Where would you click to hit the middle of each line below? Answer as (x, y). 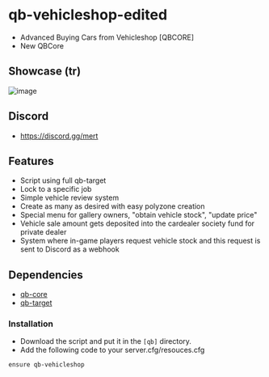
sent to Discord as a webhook (69, 249)
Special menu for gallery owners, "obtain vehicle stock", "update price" (139, 215)
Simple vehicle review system (69, 198)
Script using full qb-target (63, 180)
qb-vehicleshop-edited (88, 15)
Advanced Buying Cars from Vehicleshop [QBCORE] (107, 37)
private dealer (43, 232)
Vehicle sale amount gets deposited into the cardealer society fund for (137, 223)
